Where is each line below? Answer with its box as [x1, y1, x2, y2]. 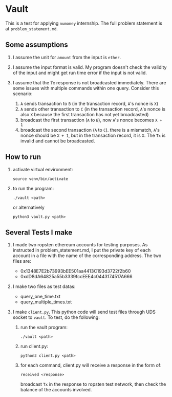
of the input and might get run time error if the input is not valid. [12, 69, 147, 76]
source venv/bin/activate [12, 176, 68, 182]
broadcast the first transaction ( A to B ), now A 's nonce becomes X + [20, 117, 162, 123]
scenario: [12, 91, 33, 97]
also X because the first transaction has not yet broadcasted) [20, 111, 149, 117]
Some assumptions [5, 41, 68, 49]
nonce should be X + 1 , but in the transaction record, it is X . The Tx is [20, 132, 166, 138]
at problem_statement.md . [5, 25, 58, 31]
